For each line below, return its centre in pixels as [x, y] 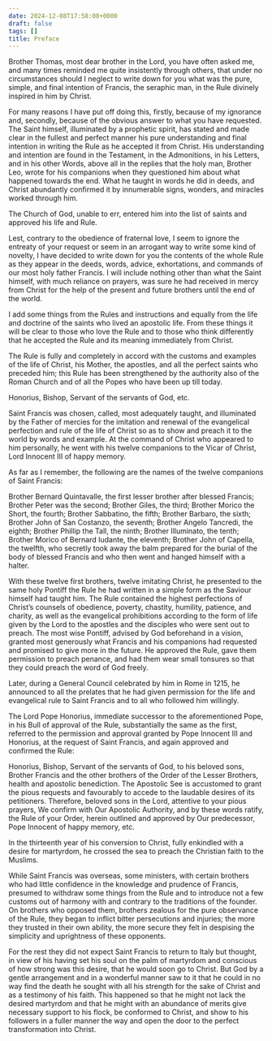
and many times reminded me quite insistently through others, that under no [136, 71]
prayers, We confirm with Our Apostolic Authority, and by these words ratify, [136, 810]
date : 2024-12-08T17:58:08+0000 [63, 16]
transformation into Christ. [52, 1030]
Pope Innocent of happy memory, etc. [72, 827]
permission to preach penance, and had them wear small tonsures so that [132, 659]
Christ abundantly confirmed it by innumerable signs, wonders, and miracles [136, 190]
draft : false [30, 24]
